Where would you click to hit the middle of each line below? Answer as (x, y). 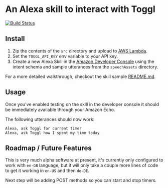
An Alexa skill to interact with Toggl (80, 9)
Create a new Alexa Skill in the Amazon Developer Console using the (83, 61)
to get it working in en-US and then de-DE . (47, 170)
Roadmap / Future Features (48, 148)
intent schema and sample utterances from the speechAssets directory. (85, 66)
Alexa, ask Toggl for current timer (43, 128)
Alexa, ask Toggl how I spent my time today (52, 133)
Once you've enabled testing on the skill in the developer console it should (82, 104)
